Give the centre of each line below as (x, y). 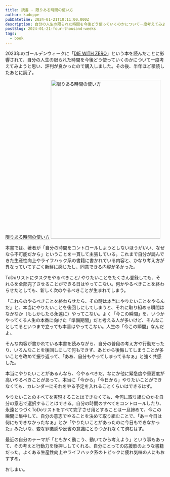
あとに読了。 (23, 72)
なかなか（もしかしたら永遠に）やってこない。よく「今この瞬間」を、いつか (85, 313)
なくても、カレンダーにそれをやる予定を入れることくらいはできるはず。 (80, 386)
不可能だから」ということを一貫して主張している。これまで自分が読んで (89, 254)
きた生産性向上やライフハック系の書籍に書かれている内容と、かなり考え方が (85, 260)
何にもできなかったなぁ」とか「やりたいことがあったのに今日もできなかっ (83, 422)
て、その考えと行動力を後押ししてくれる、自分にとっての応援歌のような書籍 (85, 446)
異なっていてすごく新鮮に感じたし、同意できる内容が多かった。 (72, 267)
